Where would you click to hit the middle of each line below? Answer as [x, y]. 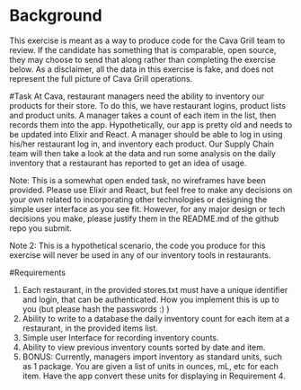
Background [56, 16]
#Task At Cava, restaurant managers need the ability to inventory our [137, 96]
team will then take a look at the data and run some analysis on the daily [143, 153]
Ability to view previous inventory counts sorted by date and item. [144, 347]
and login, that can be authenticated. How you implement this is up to [151, 299]
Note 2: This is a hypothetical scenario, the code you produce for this [137, 245]
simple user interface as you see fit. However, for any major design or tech [147, 208]
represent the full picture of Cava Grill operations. [101, 78]
